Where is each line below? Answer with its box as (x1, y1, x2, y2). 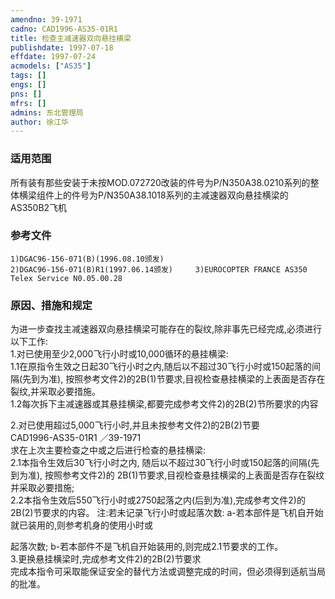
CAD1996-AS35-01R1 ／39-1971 (10, 432, 142, 444)
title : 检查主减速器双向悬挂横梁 (10, 33, 132, 43)
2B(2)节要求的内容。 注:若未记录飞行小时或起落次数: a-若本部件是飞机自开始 (10, 507, 324, 519)
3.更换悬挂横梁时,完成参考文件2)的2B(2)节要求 (10, 553, 202, 565)
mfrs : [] (10, 98, 47, 108)
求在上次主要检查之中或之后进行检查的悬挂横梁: (10, 444, 207, 456)
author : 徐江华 (10, 117, 69, 127)
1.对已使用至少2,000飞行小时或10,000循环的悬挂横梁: (10, 348, 229, 360)
